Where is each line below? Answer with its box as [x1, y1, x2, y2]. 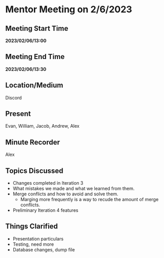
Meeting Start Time [5, 24, 69, 33]
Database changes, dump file [12, 246, 75, 252]
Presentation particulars [12, 235, 64, 242]
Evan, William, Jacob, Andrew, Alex [5, 123, 79, 129]
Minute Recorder [5, 137, 60, 147]
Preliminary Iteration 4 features [12, 207, 78, 213]
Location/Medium [5, 81, 64, 90]
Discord [5, 94, 22, 101]
